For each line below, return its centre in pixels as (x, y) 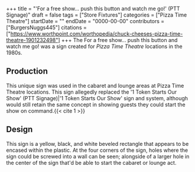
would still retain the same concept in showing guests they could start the (96, 104)
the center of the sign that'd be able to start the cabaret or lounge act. (91, 163)
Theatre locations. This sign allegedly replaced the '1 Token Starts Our (92, 92)
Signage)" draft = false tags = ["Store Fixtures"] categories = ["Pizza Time (97, 15)
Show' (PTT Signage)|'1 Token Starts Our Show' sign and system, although (97, 98)
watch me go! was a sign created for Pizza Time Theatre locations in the (94, 46)
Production (27, 71)
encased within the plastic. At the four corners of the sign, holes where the (97, 150)
